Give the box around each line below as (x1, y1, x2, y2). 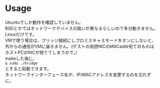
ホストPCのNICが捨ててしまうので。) (5, 49, 78, 55)
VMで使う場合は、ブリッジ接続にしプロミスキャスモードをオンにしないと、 (5, 37, 156, 43)
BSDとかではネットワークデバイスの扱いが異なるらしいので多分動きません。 (5, 25, 158, 31)
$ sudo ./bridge (5, 61, 38, 65)
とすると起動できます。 (5, 65, 52, 71)
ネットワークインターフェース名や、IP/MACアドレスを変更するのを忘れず (5, 72, 151, 77)
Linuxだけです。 (5, 31, 37, 37)
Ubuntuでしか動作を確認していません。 (5, 19, 83, 25)
